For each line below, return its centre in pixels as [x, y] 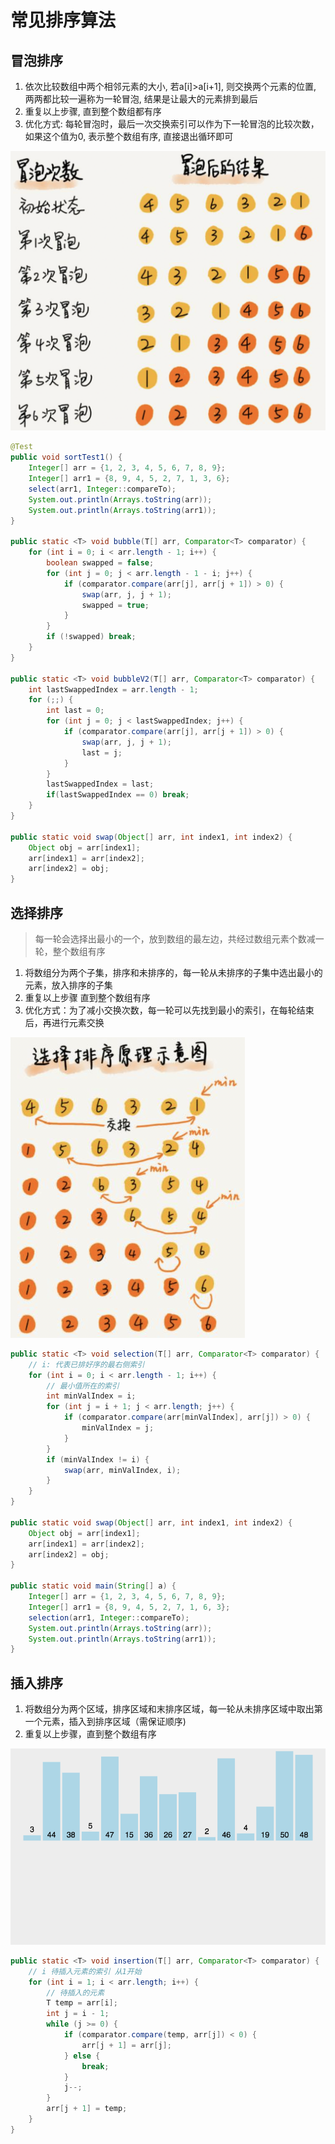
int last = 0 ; [75, 711]
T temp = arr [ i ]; [82, 2003]
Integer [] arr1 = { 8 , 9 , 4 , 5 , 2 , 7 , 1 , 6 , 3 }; [129, 1607]
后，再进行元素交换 [64, 1022]
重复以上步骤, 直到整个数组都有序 [93, 111]
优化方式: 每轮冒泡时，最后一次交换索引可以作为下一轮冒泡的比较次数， [172, 124]
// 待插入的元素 [75, 1992]
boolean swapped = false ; [100, 563]
